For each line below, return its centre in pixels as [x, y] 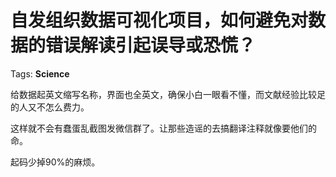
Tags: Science [40, 73]
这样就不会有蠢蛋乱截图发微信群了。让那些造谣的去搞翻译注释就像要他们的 [163, 128]
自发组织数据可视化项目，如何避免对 [159, 20]
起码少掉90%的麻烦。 [55, 162]
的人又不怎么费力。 [50, 107]
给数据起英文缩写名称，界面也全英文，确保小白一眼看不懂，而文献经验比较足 [168, 94]
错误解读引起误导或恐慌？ [151, 45]
